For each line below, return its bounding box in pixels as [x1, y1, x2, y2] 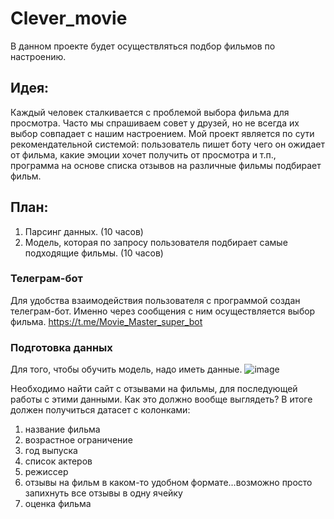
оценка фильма [24, 498, 92, 510]
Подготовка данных [10, 340, 113, 354]
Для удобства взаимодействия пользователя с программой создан [10, 294, 301, 306]
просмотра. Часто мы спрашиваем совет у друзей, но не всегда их [10, 117, 300, 129]
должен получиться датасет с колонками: [10, 404, 191, 416]
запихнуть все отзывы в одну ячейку [24, 487, 183, 499]
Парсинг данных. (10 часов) [24, 225, 144, 237]
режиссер [24, 466, 69, 478]
